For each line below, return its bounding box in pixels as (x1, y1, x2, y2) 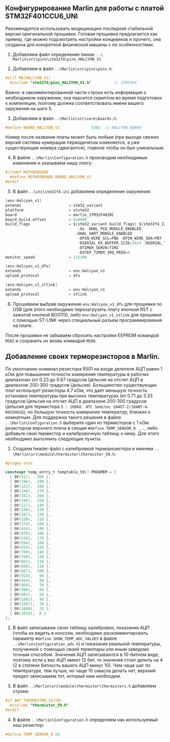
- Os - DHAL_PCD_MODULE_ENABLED (77, 226, 142, 232)
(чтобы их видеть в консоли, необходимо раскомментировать (12, 630, 148, 636)
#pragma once (5, 461, 33, 466)
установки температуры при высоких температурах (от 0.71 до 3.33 (5, 392, 153, 399)
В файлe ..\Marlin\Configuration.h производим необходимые (12, 154, 148, 161)
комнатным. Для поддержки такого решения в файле (5, 414, 121, 420)
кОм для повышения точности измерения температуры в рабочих (5, 371, 149, 377)
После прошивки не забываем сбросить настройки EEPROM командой (5, 332, 159, 338)
